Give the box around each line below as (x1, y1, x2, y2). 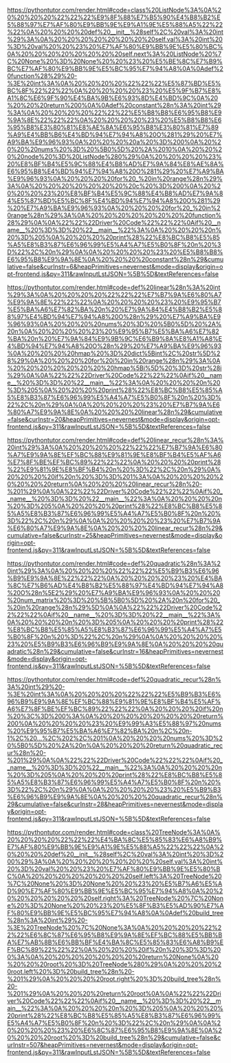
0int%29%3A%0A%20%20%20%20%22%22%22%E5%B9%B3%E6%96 (7, 567, 219, 575)
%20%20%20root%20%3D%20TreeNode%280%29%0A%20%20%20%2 (7, 960, 222, 968)
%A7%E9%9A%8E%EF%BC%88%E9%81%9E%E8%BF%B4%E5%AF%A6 (7, 451, 221, 458)
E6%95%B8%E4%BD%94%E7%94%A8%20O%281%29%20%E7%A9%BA (7, 167, 224, 175)
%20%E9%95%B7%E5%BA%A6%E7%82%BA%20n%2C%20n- (7, 727, 192, 734)
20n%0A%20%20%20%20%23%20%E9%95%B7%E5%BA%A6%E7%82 (7, 327, 219, 335)
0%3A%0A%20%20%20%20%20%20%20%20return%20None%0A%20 (7, 953, 219, 961)
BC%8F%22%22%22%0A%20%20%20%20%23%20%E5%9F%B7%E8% (7, 86, 221, 95)
